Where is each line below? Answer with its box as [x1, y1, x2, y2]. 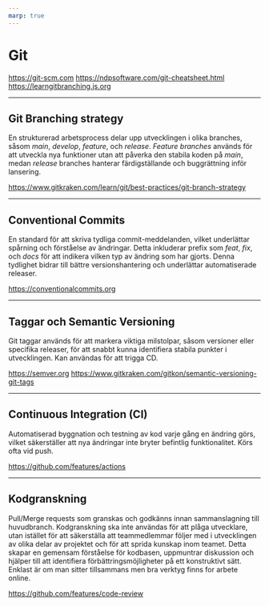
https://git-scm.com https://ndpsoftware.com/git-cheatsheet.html [8, 73, 225, 82]
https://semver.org [8, 369, 70, 378]
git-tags [8, 377, 34, 387]
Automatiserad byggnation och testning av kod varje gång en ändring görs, [8, 429, 256, 439]
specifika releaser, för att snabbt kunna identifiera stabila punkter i [8, 345, 227, 354]
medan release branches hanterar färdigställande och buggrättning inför [8, 159, 247, 168]
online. [8, 573, 30, 583]
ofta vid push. [8, 446, 54, 456]
